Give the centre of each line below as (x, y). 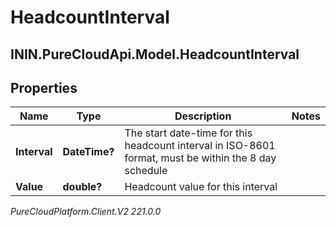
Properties (44, 87)
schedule (146, 171)
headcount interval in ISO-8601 (200, 146)
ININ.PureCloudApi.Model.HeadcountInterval (155, 54)
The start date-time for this (188, 133)
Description (203, 116)
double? (82, 187)
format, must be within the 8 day (200, 158)
